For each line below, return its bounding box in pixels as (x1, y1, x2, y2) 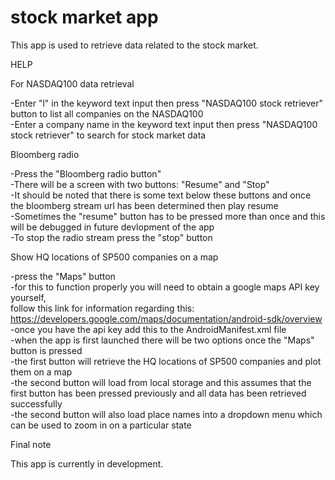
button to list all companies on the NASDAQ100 (10, 107, 204, 120)
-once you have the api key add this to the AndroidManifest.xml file (10, 323, 287, 335)
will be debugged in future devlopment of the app (10, 221, 215, 233)
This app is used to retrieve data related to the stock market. (10, 39, 259, 51)
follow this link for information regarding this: (10, 302, 195, 314)
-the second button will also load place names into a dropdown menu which (10, 408, 323, 420)
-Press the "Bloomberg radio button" (10, 167, 162, 180)
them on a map (10, 366, 73, 378)
